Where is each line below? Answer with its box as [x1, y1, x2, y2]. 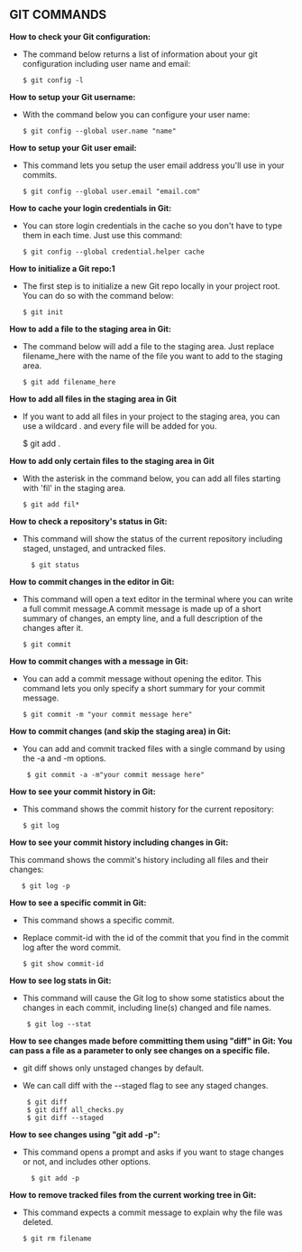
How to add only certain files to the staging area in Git [9, 455, 215, 466]
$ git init [22, 307, 64, 317]
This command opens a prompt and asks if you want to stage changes [22, 1146, 284, 1157]
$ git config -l [22, 76, 84, 85]
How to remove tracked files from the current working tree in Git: [9, 1189, 257, 1200]
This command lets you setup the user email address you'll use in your [22, 160, 285, 171]
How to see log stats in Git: [9, 975, 112, 986]
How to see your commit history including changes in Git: [9, 837, 229, 848]
